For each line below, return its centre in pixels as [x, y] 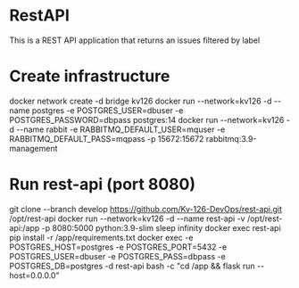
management [33, 148]
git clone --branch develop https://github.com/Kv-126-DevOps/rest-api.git [146, 209]
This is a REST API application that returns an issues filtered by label [135, 40]
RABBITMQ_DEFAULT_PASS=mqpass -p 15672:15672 [107, 138]
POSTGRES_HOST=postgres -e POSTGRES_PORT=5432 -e [118, 247]
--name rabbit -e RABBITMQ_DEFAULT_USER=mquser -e [121, 129]
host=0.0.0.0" [34, 275]
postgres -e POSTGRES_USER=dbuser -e [108, 110]
